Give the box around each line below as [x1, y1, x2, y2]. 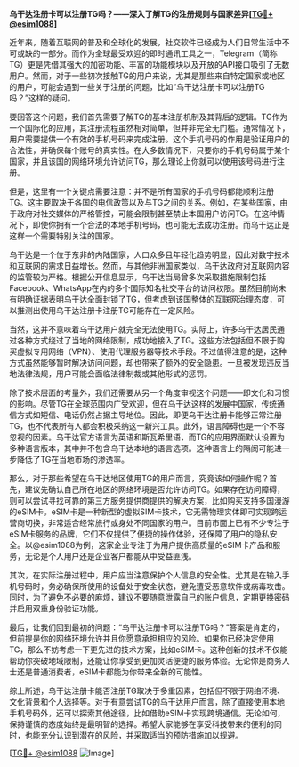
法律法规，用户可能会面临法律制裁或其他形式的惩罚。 [16, 368, 212, 379]
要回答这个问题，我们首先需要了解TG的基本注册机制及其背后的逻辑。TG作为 [9, 111, 288, 122]
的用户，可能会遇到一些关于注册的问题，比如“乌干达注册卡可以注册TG [9, 82, 265, 92]
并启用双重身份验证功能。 [9, 603, 103, 613]
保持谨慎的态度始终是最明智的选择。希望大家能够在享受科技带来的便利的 [9, 719, 274, 729]
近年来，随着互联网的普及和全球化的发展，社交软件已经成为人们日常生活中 [9, 37, 282, 47]
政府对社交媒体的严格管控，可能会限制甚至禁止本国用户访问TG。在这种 [16, 208, 278, 219]
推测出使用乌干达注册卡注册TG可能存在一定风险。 [16, 305, 200, 315]
